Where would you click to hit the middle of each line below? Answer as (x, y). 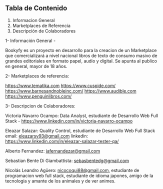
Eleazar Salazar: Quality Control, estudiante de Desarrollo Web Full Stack (80, 130)
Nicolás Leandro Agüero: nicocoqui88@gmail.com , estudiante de (72, 170)
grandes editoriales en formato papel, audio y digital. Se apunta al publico (81, 61)
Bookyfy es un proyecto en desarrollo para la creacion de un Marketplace (81, 50)
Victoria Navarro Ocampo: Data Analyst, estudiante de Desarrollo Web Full (82, 115)
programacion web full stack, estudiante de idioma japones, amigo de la (79, 175)
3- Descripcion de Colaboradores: (40, 106)
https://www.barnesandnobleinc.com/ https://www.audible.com (71, 91)
